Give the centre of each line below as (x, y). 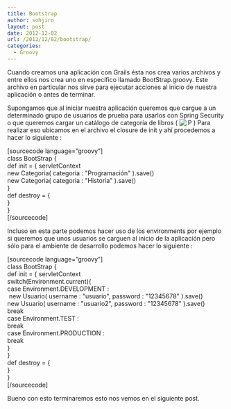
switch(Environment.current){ (49, 281)
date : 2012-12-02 (32, 33)
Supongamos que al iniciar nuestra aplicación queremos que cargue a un (112, 108)
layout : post (26, 26)
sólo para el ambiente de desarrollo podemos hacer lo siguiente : (100, 246)
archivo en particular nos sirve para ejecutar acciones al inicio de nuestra (112, 87)
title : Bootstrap (32, 14)
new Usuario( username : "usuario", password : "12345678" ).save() (106, 296)
